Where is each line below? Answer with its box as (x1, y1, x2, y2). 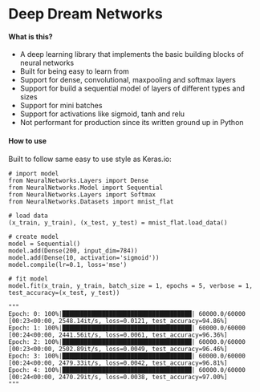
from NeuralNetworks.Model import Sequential (8, 184, 163, 192)
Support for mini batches (19, 101, 103, 111)
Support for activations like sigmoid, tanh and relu (19, 109, 185, 119)
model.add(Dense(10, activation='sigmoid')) (8, 253, 160, 261)
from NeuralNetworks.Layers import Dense (8, 176, 149, 184)
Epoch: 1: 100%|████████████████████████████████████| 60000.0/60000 (8, 324, 246, 332)
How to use (8, 135, 47, 145)
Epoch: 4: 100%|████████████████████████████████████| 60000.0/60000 (8, 366, 246, 374)
